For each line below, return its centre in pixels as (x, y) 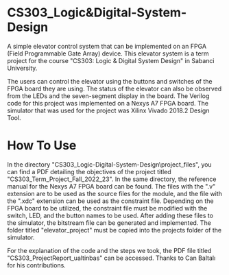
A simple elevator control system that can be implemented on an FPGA (107, 46)
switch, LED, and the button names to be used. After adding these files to (110, 215)
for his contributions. (37, 265)
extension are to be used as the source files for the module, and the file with (115, 193)
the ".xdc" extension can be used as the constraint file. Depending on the (110, 201)
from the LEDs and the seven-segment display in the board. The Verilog (108, 96)
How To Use (42, 146)
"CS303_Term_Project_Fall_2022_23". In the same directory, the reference (112, 179)
